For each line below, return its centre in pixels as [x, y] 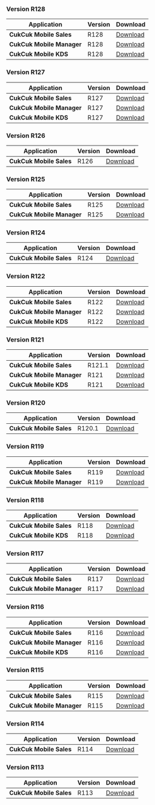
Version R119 [25, 447]
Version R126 [26, 135]
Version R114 [25, 723]
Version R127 [25, 72]
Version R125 [26, 179]
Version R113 [25, 767]
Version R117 [25, 553]
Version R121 [25, 340]
